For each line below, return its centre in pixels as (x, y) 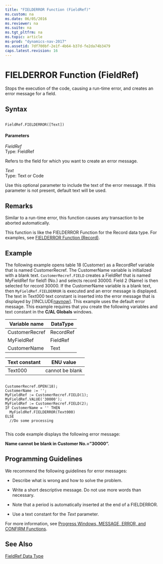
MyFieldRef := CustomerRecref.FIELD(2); (47, 404)
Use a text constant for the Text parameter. (56, 514)
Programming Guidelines (44, 459)
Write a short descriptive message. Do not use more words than (76, 490)
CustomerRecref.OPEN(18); (31, 386)
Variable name (26, 324)
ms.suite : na (18, 28)
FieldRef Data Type (24, 556)
